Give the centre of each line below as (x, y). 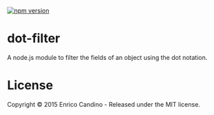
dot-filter (34, 39)
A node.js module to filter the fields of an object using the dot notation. (107, 57)
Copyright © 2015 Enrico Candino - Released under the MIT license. (104, 104)
